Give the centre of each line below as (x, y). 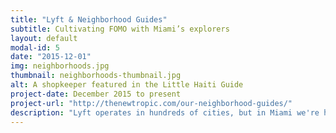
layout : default (44, 38)
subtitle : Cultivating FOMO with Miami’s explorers (120, 29)
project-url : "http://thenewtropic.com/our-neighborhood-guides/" (151, 103)
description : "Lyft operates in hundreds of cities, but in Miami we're (165, 112)
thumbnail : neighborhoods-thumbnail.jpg (96, 76)
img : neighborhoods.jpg (60, 66)
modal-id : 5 (35, 47)
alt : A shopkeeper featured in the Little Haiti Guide (127, 85)
